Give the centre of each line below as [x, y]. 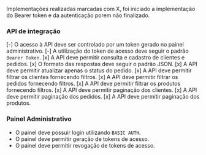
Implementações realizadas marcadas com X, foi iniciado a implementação [101, 9]
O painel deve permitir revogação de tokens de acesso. [85, 145]
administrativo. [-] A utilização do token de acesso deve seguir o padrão [97, 51]
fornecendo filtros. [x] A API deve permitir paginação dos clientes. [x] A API [102, 90]
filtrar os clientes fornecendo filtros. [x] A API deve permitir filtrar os [92, 77]
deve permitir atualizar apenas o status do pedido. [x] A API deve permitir [99, 70]
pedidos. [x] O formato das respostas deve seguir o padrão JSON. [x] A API [102, 64]
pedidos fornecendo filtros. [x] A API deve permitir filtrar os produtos [93, 84]
